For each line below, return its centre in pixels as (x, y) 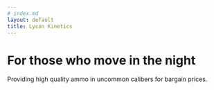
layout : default (30, 20)
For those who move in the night (101, 60)
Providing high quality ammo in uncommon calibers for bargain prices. (107, 79)
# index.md (23, 13)
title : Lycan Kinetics (40, 26)
